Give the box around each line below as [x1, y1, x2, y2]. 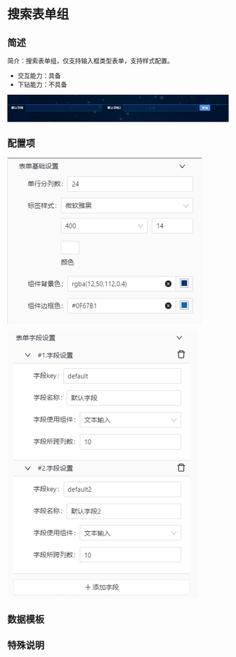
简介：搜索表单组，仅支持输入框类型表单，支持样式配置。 [7, 57, 173, 65]
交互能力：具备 [17, 72, 61, 79]
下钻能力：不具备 [17, 80, 67, 89]
